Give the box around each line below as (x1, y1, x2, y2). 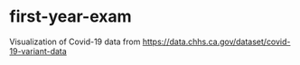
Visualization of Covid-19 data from (9, 36, 141, 47)
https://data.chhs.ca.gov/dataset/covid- (142, 36, 291, 47)
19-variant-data (9, 45, 68, 56)
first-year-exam (9, 6, 133, 27)
